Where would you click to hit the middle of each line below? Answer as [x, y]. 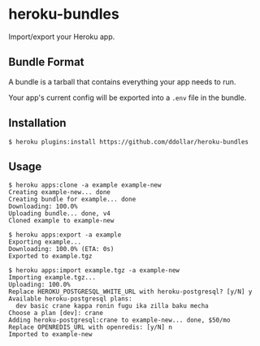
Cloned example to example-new [61, 221]
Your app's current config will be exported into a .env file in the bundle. [128, 97]
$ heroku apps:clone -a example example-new [85, 185]
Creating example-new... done [60, 192]
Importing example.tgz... [52, 278]
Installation [37, 123]
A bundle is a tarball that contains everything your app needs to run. [122, 81]
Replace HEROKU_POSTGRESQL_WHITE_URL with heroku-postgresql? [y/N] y [130, 292]
